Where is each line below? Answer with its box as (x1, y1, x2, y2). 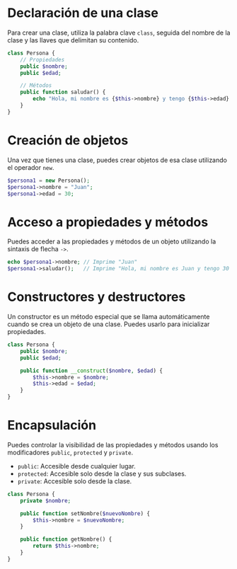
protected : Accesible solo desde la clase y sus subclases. (17, 469, 187, 478)
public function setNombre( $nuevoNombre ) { (20, 510, 151, 517)
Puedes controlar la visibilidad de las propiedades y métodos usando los (7, 440, 219, 449)
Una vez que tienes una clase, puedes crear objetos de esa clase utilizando (7, 156, 228, 164)
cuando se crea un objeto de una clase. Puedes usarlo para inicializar (7, 320, 210, 328)
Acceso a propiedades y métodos (7, 214, 209, 230)
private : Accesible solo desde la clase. (17, 476, 132, 485)
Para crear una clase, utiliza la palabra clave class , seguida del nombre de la (7, 28, 231, 37)
